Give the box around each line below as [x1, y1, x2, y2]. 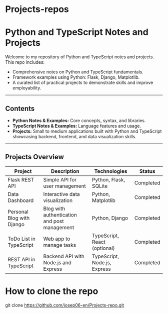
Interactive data [43, 190, 80, 197]
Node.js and [43, 259, 71, 266]
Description [50, 167, 79, 174]
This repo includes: [5, 59, 45, 65]
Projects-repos [5, 4, 69, 15]
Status [139, 167, 155, 174]
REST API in [7, 256, 35, 263]
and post [43, 218, 64, 225]
